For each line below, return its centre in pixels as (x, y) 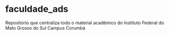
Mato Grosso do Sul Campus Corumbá (45, 28)
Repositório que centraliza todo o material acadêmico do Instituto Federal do (85, 23)
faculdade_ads (37, 9)
